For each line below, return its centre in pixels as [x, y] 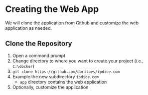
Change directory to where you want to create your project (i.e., [78, 61]
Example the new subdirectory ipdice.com [55, 76]
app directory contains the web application [63, 82]
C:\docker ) [23, 66]
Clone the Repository [39, 44]
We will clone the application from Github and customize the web [72, 23]
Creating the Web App [52, 9]
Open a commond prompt [39, 55]
